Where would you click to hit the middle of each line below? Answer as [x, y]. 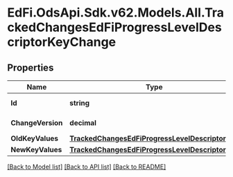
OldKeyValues [35, 138]
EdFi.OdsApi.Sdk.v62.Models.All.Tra [115, 13]
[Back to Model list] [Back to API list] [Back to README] [87, 167]
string [79, 103]
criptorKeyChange [62, 42]
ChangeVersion [37, 123]
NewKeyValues [36, 150]
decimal [83, 123]
